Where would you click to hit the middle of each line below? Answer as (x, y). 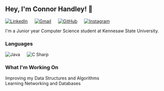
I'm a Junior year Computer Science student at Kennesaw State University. (82, 31)
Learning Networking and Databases (43, 84)
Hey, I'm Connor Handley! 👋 (49, 9)
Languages (19, 44)
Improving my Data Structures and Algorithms (52, 78)
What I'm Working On (32, 68)
